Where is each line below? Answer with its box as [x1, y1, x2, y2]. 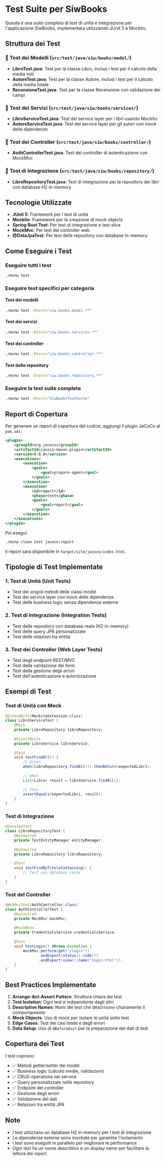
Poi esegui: [5, 529, 28, 536]
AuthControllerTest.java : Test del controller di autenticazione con [12, 150, 148, 156]
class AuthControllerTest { [5, 907, 63, 912]
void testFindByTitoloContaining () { [14, 866, 92, 871]
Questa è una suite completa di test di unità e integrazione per [5, 20, 132, 26]
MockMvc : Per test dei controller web [12, 227, 90, 233]
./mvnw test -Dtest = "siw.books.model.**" [5, 308, 92, 313]
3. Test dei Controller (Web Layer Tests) [5, 646, 103, 653]
